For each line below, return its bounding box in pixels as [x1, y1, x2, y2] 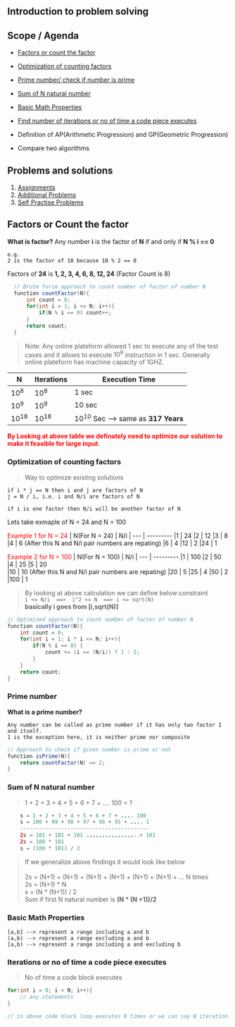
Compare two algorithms [17, 144, 90, 152]
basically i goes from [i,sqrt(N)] [24, 602, 119, 611]
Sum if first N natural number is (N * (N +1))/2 [24, 895, 157, 904]
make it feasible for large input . [7, 439, 101, 448]
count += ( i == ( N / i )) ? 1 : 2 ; [44, 649, 140, 656]
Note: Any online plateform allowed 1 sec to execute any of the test [24, 341, 219, 350]
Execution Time [101, 375, 156, 384]
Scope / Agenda [7, 30, 80, 42]
